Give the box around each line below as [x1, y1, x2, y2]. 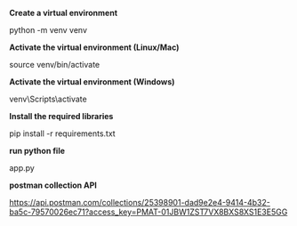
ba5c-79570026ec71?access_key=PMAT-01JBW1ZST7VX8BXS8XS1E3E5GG [9, 206, 288, 217]
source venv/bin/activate [9, 60, 100, 69]
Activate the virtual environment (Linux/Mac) [9, 42, 180, 52]
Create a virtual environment [9, 8, 118, 18]
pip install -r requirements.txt [9, 128, 116, 139]
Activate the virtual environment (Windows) [9, 77, 175, 87]
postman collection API [9, 180, 98, 190]
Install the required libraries [9, 111, 114, 121]
